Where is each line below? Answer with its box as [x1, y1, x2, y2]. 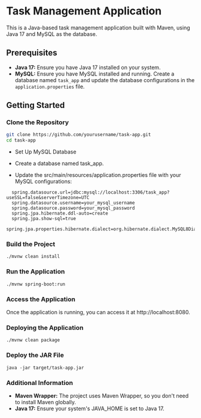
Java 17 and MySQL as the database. [6, 30, 98, 37]
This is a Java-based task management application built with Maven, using [6, 24, 190, 31]
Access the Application [6, 295, 76, 303]
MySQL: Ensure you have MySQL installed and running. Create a [14, 70, 175, 77]
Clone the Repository [6, 118, 69, 127]
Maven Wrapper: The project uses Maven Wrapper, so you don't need [14, 392, 189, 399]
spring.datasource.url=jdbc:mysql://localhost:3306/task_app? [11, 190, 170, 196]
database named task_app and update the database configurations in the [14, 76, 195, 83]
